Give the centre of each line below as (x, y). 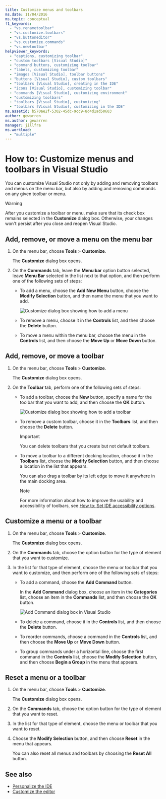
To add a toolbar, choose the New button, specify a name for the (86, 397)
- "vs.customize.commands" (37, 42)
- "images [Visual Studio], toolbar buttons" (57, 74)
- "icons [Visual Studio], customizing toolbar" (61, 88)
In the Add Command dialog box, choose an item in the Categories (88, 592)
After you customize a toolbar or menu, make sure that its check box (75, 213)
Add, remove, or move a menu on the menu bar (79, 239)
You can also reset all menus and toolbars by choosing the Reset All (82, 753)
